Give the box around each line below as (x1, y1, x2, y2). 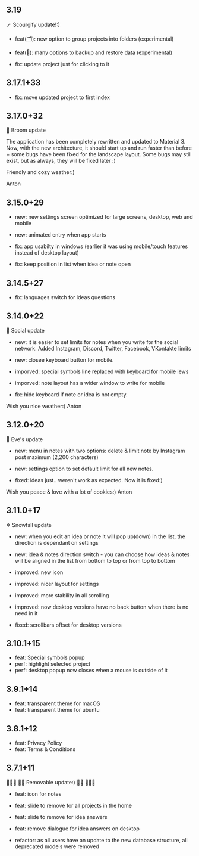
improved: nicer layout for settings (14, 580, 99, 587)
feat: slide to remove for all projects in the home (14, 802, 132, 809)
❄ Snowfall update (6, 521, 52, 528)
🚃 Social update (6, 327, 45, 334)
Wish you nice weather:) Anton (6, 402, 82, 410)
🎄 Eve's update (6, 435, 43, 443)
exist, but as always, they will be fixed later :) (6, 157, 116, 165)
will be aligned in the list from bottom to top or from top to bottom (14, 557, 175, 564)
